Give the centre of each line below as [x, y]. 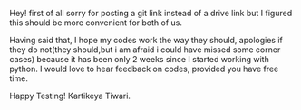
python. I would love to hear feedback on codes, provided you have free [144, 69]
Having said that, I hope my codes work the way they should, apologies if [146, 40]
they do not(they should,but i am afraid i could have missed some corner [145, 50]
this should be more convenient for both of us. [96, 23]
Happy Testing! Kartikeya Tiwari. [70, 96]
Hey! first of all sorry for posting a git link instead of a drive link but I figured [151, 13]
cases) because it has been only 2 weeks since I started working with [139, 59]
